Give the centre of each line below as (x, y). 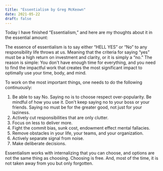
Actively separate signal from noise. (48, 138)
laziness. (21, 113)
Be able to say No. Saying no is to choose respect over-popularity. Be (82, 97)
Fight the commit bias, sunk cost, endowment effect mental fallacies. (81, 128)
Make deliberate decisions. (39, 144)
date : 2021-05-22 (23, 14)
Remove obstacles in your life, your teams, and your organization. (78, 133)
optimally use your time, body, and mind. (46, 73)
